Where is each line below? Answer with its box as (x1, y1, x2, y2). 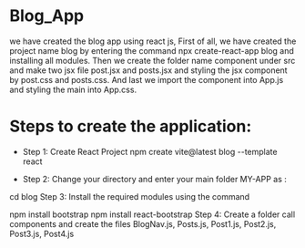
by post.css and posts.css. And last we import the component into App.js (9, 74, 284, 85)
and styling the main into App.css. (9, 84, 137, 95)
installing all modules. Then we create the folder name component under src (9, 55, 296, 66)
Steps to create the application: (9, 116, 252, 137)
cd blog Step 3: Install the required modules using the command (9, 191, 250, 201)
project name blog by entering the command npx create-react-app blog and (9, 45, 294, 56)
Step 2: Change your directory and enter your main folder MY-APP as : (22, 173, 287, 184)
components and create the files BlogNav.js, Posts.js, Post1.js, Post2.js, (9, 218, 277, 229)
